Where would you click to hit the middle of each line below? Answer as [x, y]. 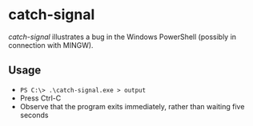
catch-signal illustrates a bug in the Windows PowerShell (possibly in [122, 37]
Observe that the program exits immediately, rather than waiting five [132, 106]
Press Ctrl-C [40, 98]
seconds [34, 115]
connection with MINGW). [51, 45]
